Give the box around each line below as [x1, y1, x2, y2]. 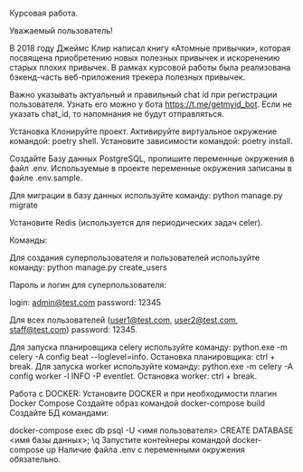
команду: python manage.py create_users [9, 262, 167, 273]
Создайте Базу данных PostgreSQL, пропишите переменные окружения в [9, 153, 295, 164]
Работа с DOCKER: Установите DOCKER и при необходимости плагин [9, 389, 278, 399]
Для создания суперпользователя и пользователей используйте [9, 253, 260, 263]
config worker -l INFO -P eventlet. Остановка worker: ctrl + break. [9, 371, 258, 381]
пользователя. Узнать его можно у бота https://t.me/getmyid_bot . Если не [9, 99, 292, 110]
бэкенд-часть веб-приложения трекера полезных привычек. [9, 72, 246, 82]
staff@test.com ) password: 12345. [9, 324, 137, 334]
